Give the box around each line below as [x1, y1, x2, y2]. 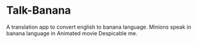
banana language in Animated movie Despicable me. [6, 29, 138, 36]
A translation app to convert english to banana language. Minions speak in [6, 23, 192, 30]
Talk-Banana [6, 4, 72, 17]
